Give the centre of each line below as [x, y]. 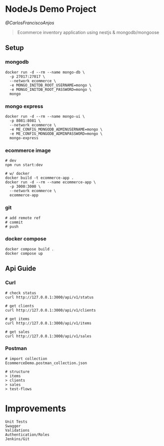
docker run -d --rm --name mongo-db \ [45, 72]
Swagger [13, 426]
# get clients [20, 306]
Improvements [36, 408]
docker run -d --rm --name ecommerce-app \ [51, 182]
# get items [17, 319]
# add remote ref [23, 218]
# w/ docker [17, 174]
